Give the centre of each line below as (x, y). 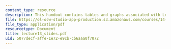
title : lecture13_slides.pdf (36, 34)
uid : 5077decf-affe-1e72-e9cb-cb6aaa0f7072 (52, 39)
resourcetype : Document (31, 29)
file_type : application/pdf (35, 24)
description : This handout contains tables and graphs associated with (83, 15)
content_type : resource (31, 10)
